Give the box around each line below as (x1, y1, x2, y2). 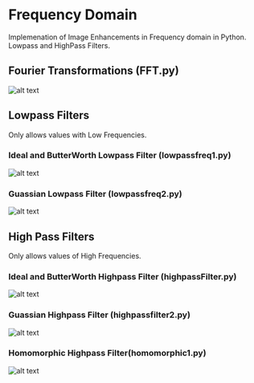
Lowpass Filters (8, 108, 90, 122)
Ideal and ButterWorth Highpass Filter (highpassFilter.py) (8, 271, 237, 282)
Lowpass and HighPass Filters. (8, 40, 111, 50)
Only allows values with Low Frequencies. (8, 130, 147, 140)
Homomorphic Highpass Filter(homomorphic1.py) (8, 348, 207, 359)
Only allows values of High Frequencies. (8, 251, 142, 260)
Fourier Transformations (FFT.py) (8, 64, 179, 78)
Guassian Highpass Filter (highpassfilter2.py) (8, 309, 191, 320)
